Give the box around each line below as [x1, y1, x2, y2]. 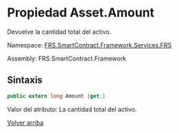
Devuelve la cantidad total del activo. [7, 28, 112, 36]
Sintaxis [7, 74, 43, 86]
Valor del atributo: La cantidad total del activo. [7, 105, 137, 113]
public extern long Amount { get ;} [7, 92, 106, 99]
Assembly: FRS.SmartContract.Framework [7, 54, 127, 63]
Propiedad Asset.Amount [7, 5, 155, 21]
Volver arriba [7, 119, 44, 127]
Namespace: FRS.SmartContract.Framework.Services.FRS [7, 41, 172, 49]
